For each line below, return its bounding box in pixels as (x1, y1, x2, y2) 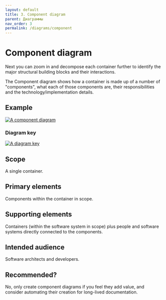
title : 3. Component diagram (5, 12, 66, 17)
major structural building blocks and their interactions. (5, 69, 116, 75)
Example (5, 103, 33, 112)
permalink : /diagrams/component (5, 26, 72, 31)
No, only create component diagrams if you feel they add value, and (5, 284, 145, 290)
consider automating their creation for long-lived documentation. (5, 289, 138, 295)
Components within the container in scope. (5, 196, 93, 201)
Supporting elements (5, 210, 72, 219)
